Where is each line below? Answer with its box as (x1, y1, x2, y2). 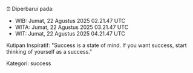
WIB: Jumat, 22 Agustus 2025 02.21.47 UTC (15, 17, 126, 24)
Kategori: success (6, 60, 51, 67)
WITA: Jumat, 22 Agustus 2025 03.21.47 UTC (15, 24, 129, 31)
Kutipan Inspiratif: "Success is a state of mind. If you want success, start (6, 42, 187, 49)
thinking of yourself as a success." (6, 48, 93, 55)
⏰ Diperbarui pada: (6, 5, 54, 12)
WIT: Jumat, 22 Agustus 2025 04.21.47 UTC (15, 30, 125, 37)
